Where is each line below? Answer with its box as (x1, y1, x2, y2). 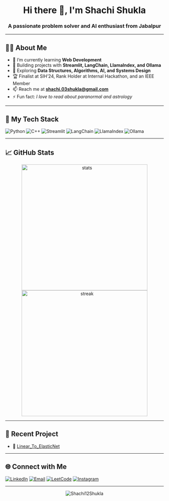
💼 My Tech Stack (5, 115, 59, 123)
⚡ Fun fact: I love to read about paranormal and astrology (12, 94, 132, 100)
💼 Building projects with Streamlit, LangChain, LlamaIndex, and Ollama (12, 62, 161, 68)
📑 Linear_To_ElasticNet (12, 443, 60, 449)
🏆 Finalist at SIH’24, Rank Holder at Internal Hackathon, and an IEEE (12, 73, 154, 80)
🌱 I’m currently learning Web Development (12, 57, 102, 63)
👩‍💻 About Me (5, 43, 47, 52)
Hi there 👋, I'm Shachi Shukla (23, 5, 146, 16)
